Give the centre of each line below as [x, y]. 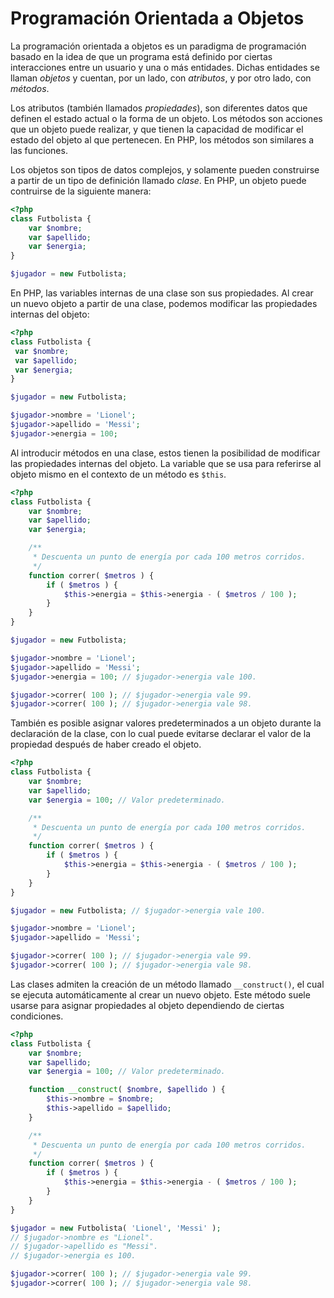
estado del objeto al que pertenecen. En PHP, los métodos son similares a [162, 139]
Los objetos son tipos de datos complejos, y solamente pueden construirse [165, 169]
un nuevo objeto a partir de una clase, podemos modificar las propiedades [164, 304]
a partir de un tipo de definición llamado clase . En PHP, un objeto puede [158, 180]
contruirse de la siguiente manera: [81, 191]
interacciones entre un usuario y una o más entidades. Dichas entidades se [165, 67]
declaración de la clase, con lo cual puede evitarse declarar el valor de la [161, 734]
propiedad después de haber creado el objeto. [106, 744]
